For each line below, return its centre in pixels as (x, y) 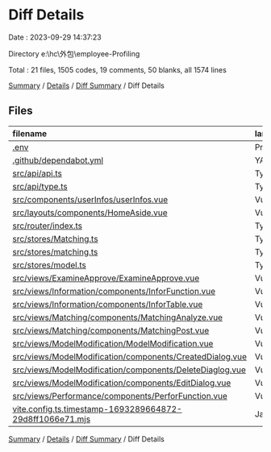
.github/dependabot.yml (58, 160)
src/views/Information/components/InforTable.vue (108, 304)
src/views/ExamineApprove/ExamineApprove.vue (106, 278)
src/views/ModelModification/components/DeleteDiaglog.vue (129, 370)
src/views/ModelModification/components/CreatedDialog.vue (130, 356)
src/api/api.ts (38, 173)
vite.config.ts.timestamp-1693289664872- (98, 408)
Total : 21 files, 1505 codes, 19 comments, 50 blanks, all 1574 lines (118, 69)
